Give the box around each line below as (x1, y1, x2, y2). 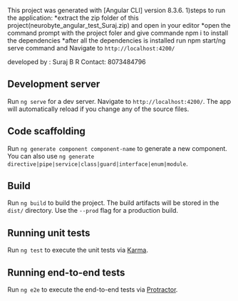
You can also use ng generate (7, 152, 95, 160)
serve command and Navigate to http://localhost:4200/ (7, 44, 175, 52)
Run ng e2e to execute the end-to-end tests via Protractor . (7, 285, 178, 294)
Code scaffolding (7, 125, 86, 137)
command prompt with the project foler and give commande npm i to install (7, 28, 229, 37)
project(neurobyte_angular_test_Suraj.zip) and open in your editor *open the (7, 21, 231, 29)
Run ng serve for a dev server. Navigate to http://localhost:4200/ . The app (7, 97, 232, 105)
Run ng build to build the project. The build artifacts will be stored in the (7, 199, 219, 207)
